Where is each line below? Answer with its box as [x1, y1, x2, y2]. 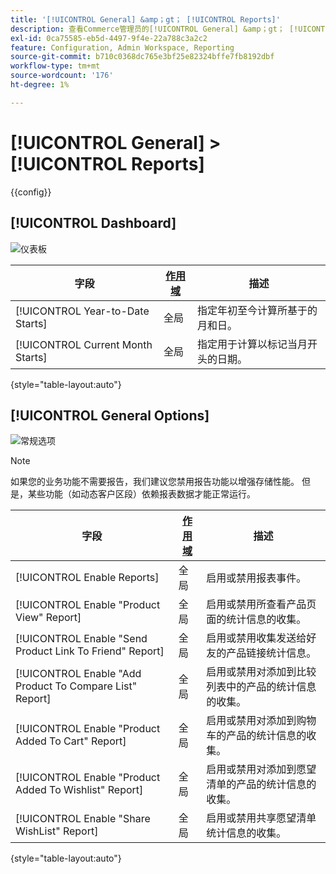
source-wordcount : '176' [10, 71, 114, 81]
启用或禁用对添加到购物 [206, 714, 317, 728]
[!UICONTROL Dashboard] [10, 215, 177, 232]
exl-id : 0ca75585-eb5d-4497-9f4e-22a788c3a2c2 [10, 33, 208, 43]
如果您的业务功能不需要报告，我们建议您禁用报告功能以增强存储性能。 [10, 476, 300, 488]
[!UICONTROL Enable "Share [15, 812, 151, 826]
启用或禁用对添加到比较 [206, 665, 317, 679]
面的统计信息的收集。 [206, 612, 307, 626]
